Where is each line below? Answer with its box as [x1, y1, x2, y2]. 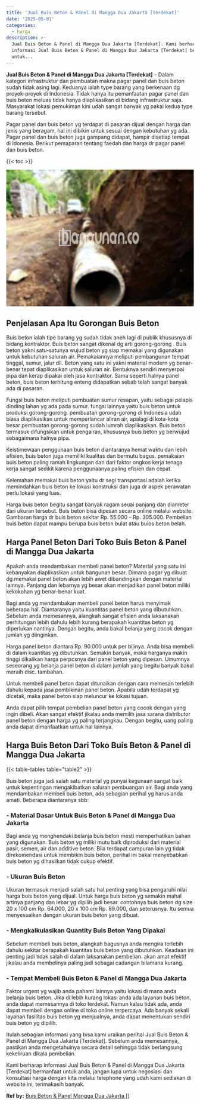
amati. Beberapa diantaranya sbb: [6, 796, 89, 803]
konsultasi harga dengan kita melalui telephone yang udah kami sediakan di [6, 1074, 192, 1081]
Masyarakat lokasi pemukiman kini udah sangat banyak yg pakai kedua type [6, 102, 193, 110]
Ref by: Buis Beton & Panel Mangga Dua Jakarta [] [6, 1092, 130, 1099]
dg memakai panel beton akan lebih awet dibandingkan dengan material [6, 575, 183, 582]
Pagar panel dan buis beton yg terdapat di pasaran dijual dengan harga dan [6, 120, 191, 128]
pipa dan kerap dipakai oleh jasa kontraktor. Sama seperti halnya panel [6, 372, 180, 379]
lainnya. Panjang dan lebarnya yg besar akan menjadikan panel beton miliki [6, 581, 190, 589]
